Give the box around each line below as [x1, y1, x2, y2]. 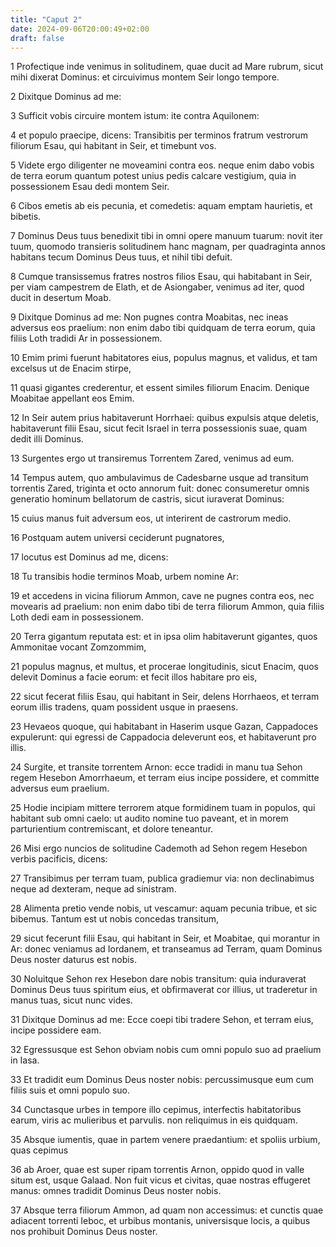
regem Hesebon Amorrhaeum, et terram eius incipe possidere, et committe [10, 772, 320, 784]
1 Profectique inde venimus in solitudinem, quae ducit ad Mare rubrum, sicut [10, 61, 324, 73]
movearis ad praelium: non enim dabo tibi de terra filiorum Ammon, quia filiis [10, 601, 325, 613]
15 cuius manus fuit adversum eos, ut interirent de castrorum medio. [10, 512, 292, 525]
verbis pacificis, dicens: [10, 853, 108, 865]
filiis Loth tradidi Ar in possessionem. [10, 332, 163, 345]
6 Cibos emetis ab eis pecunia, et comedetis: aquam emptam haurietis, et [10, 200, 313, 212]
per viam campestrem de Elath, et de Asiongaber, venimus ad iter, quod [10, 281, 305, 293]
